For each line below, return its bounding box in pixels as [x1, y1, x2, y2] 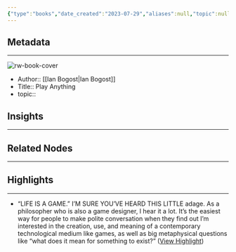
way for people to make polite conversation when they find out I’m [17, 214, 209, 223]
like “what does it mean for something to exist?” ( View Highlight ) [17, 237, 204, 245]
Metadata [7, 37, 51, 48]
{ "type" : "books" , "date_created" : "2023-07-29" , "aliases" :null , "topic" [7, 10, 216, 18]
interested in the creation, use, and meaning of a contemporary [17, 222, 201, 230]
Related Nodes [7, 142, 73, 154]
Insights [7, 110, 44, 122]
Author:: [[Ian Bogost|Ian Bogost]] [17, 75, 116, 84]
